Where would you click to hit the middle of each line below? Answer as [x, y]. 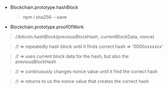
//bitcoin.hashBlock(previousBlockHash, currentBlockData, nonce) [85, 37]
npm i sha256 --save [45, 17]
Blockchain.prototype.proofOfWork [47, 27]
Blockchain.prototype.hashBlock [44, 7]
